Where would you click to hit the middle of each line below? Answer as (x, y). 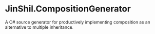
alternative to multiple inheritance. (39, 27)
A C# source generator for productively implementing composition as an (77, 22)
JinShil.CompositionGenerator (68, 9)
